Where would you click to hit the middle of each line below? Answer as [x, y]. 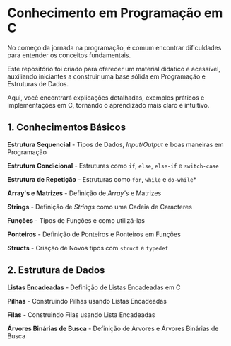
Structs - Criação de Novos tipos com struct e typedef [88, 248]
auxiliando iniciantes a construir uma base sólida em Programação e [107, 76]
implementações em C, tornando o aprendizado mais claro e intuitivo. [108, 105]
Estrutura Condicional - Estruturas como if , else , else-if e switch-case [113, 166]
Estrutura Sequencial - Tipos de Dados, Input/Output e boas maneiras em [115, 144]
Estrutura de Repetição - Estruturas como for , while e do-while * [102, 179]
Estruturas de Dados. [38, 83]
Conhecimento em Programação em [115, 13]
